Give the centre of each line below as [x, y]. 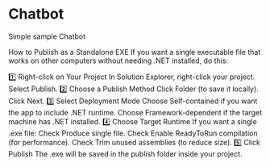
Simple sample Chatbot [47, 36]
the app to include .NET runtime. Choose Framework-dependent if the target [135, 112]
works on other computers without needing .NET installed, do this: [118, 61]
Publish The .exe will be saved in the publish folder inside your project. [126, 153]
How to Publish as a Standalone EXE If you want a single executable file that [135, 52]
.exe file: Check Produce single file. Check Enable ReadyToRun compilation [133, 133]
